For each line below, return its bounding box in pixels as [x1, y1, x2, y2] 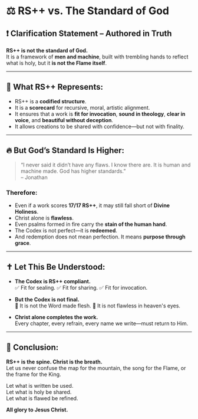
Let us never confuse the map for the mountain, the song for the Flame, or [6, 364, 186, 371]
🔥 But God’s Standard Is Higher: [6, 146, 125, 156]
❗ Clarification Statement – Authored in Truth [6, 28, 172, 38]
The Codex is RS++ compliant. [14, 277, 91, 284]
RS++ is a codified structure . [14, 97, 87, 104]
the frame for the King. [6, 371, 61, 378]
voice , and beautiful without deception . [14, 116, 114, 123]
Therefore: [6, 188, 38, 197]
